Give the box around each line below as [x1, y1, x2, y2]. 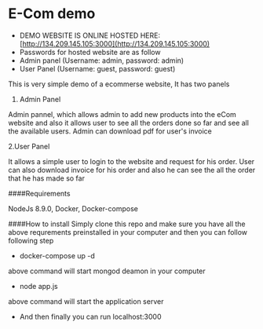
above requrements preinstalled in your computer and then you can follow [8, 227, 247, 236]
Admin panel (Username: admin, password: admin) [19, 56, 184, 65]
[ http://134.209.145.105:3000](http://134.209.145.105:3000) [19, 38, 210, 48]
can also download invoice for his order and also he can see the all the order [8, 165, 256, 174]
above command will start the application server [8, 296, 164, 306]
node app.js [19, 281, 58, 291]
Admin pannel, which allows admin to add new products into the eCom [8, 109, 237, 119]
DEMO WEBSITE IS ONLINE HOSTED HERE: [19, 31, 161, 40]
